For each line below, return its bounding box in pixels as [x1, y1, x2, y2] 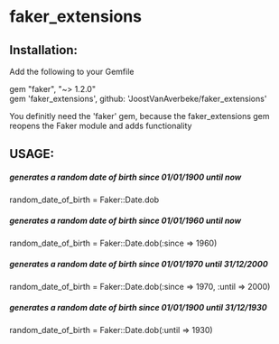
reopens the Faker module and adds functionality [9, 120, 192, 131]
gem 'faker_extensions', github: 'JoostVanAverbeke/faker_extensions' [9, 93, 267, 104]
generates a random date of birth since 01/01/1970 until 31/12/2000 [9, 258, 268, 269]
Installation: [9, 42, 79, 58]
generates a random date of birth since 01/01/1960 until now [9, 215, 242, 226]
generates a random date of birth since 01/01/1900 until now [9, 172, 242, 182]
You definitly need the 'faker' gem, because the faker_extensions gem [9, 111, 270, 121]
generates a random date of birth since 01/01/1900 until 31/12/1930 [9, 302, 268, 312]
